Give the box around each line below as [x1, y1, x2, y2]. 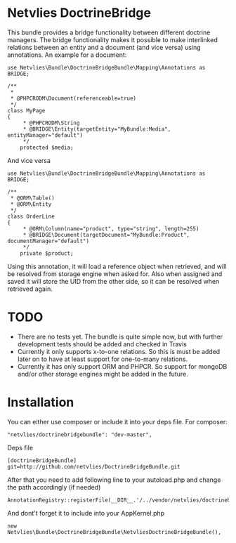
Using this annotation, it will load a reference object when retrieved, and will [7, 262, 227, 270]
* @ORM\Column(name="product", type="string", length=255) [22, 225, 199, 233]
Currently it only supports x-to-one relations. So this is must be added [17, 347, 221, 355]
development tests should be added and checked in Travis [17, 339, 188, 348]
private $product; [20, 249, 74, 257]
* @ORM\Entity [10, 200, 52, 208]
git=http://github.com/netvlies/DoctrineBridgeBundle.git [7, 463, 181, 470]
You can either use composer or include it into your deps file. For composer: [7, 417, 228, 426]
